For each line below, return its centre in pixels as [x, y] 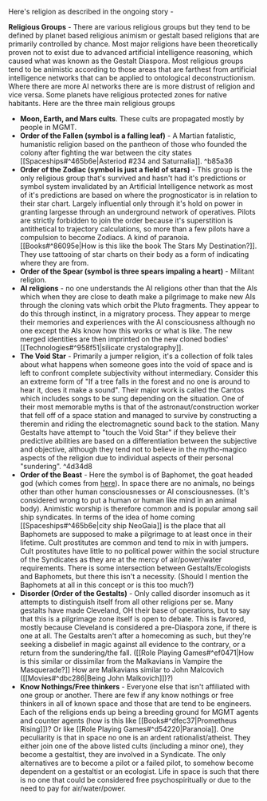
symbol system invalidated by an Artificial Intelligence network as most [136, 186]
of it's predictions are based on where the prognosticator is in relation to [138, 195]
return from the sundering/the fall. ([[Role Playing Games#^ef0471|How [137, 653]
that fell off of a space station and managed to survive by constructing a [138, 415]
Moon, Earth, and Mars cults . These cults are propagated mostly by [132, 118]
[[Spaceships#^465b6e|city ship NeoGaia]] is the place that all [122, 525]
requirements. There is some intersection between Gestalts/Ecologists [135, 568]
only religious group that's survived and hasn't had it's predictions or [133, 178]
